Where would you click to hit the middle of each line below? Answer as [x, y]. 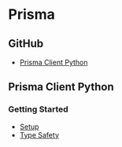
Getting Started [38, 109]
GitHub [26, 44]
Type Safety [39, 134]
